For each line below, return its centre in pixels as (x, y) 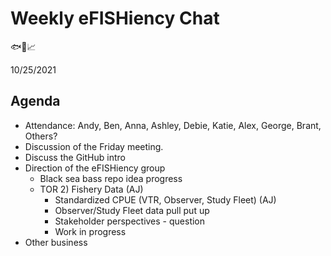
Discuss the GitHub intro (75, 157)
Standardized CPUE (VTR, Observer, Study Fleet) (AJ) (165, 199)
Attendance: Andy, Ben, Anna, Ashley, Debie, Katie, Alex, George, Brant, (173, 125)
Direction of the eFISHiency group (95, 168)
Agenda (35, 101)
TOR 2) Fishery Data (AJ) (91, 189)
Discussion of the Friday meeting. (94, 146)
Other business (56, 242)
